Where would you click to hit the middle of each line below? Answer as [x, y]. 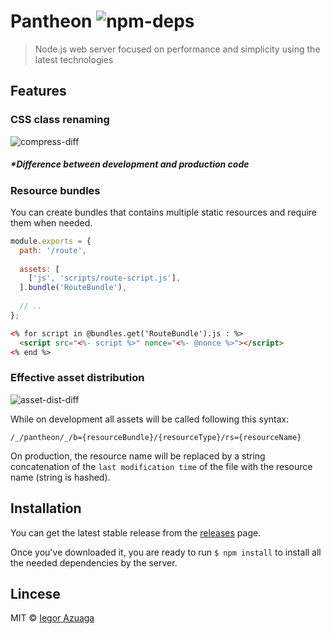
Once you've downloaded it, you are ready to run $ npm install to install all [166, 552]
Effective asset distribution [77, 378]
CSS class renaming [60, 120]
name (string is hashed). [60, 477]
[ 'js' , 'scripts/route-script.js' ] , [105, 278]
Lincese [35, 593]
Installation [46, 508]
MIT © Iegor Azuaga [52, 618]
